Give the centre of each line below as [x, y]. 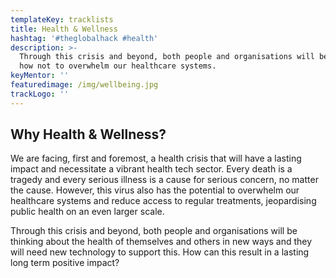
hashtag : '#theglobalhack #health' [84, 38]
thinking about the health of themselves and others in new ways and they [161, 242]
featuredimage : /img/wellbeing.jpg [84, 85]
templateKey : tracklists [62, 19]
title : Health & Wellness [64, 29]
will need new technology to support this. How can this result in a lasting [160, 252]
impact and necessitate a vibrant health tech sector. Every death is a [151, 169]
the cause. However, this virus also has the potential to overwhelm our [155, 190]
